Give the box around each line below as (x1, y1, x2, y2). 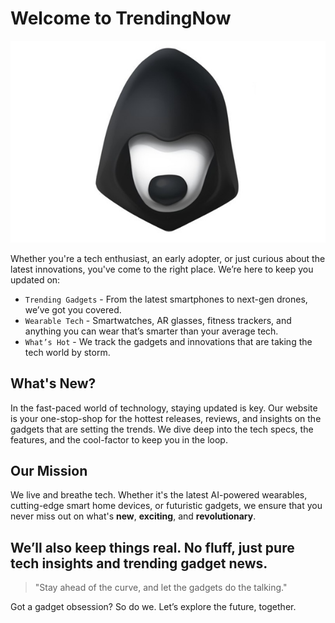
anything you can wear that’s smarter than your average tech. (24, 325, 279, 337)
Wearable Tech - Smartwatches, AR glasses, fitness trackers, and (24, 314, 292, 326)
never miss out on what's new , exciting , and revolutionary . (10, 510, 257, 522)
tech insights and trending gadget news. (10, 555, 268, 572)
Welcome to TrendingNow (10, 7, 232, 30)
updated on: (10, 273, 61, 286)
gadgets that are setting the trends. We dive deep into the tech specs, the (10, 423, 314, 435)
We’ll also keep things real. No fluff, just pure (10, 539, 295, 556)
